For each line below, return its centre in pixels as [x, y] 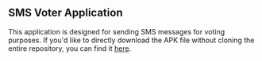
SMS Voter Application [65, 13]
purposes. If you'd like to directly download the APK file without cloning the [131, 40]
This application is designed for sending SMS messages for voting [116, 31]
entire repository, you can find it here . [70, 48]
